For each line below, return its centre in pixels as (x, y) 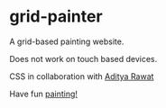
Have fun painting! (44, 94)
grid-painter (56, 17)
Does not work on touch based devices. (83, 58)
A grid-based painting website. (67, 41)
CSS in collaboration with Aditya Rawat (82, 76)
